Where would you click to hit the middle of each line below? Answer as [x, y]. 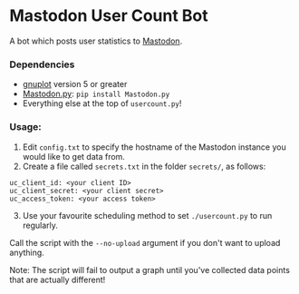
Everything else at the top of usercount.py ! [102, 103]
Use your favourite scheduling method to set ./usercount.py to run [147, 215]
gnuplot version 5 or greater [75, 84]
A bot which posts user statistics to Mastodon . [96, 41]
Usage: [26, 127]
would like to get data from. [73, 156]
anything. [27, 252]
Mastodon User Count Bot [109, 16]
